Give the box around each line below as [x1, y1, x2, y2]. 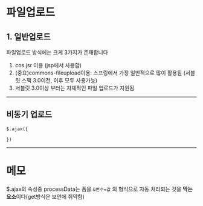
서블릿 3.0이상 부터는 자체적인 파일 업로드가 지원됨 [14, 84, 135, 91]
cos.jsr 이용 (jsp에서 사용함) [14, 62, 82, 68]
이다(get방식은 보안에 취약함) [16, 193, 85, 200]
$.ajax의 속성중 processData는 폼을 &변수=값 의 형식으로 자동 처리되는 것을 [6, 185, 182, 193]
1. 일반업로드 [6, 32, 51, 42]
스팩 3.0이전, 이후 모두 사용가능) [21, 77, 98, 84]
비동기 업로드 [6, 110, 53, 120]
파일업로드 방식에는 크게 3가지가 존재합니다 [6, 49, 109, 56]
